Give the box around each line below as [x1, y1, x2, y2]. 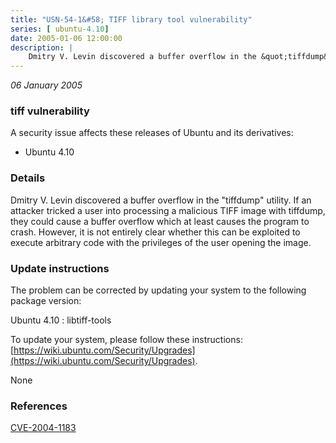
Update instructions [10, 261, 110, 275]
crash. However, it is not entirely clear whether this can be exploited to [10, 226, 301, 238]
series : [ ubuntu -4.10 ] [10, 24, 110, 34]
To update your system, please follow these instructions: [10, 334, 243, 346]
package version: [10, 295, 82, 307]
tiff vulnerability [10, 104, 90, 118]
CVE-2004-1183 [10, 422, 77, 434]
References [10, 399, 68, 413]
